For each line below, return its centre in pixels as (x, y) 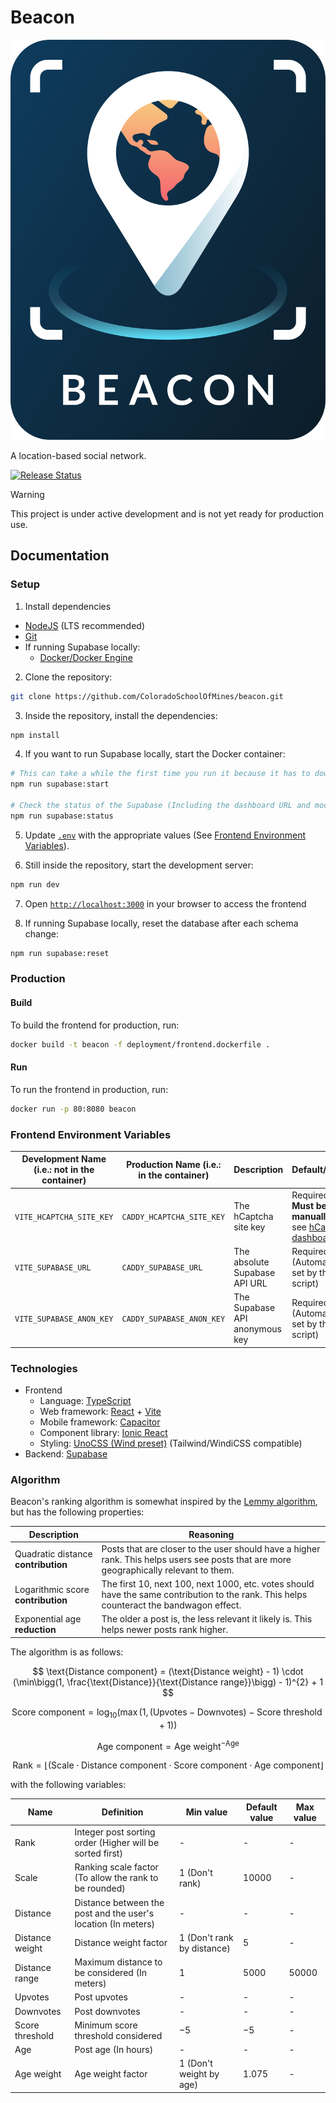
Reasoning (211, 1534)
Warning (27, 494)
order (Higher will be (117, 1843)
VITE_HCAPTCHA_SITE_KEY (64, 1217)
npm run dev (35, 884)
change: (41, 933)
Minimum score (106, 2025)
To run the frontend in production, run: (89, 1089)
